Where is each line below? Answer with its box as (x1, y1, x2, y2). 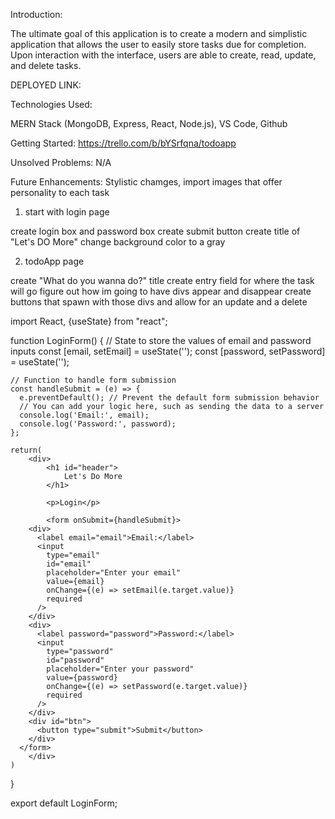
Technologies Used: (10, 99, 93, 110)
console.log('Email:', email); (19, 410, 150, 420)
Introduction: (10, 9, 63, 20)
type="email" (46, 550, 101, 560)
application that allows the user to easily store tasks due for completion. (10, 39, 307, 50)
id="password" (46, 655, 105, 665)
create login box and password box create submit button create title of (10, 225, 301, 237)
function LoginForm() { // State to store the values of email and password (10, 335, 312, 346)
